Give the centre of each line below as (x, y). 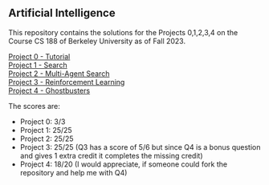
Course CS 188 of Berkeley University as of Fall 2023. (97, 41)
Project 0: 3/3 (43, 121)
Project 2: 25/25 (47, 139)
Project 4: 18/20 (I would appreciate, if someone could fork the (123, 164)
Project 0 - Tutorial (39, 56)
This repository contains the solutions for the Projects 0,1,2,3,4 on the (123, 32)
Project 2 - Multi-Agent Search (59, 73)
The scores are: (34, 106)
